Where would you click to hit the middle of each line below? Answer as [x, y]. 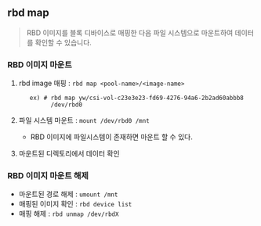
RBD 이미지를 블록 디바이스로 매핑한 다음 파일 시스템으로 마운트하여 [130, 32]
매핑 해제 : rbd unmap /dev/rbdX [69, 213]
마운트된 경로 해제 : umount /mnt [68, 194]
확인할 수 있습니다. [63, 42]
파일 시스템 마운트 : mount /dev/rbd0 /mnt [84, 120]
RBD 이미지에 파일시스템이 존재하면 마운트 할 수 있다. [111, 137]
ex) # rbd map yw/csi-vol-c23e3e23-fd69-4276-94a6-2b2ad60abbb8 [136, 98]
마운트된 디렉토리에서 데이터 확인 [69, 154]
